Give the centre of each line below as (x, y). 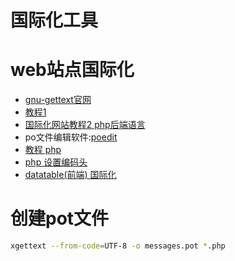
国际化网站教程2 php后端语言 (85, 125)
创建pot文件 (60, 218)
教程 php (43, 150)
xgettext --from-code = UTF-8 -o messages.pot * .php (118, 246)
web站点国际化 (72, 70)
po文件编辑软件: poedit (71, 137)
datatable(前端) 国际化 (70, 175)
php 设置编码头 (56, 162)
